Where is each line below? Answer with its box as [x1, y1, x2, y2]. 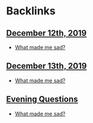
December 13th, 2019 [6, 61, 87, 71]
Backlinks [6, 4, 56, 18]
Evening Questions [6, 94, 79, 104]
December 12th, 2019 [6, 28, 87, 38]
